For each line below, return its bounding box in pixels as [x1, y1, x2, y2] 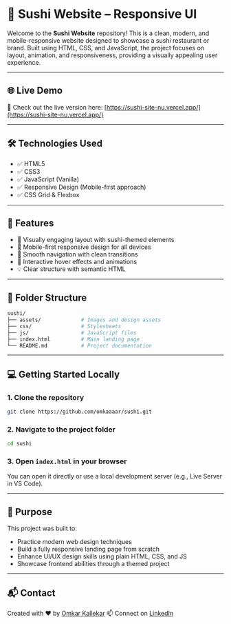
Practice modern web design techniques [16, 538, 133, 546]
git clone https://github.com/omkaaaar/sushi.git [7, 408, 153, 416]
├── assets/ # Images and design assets [7, 316, 162, 323]
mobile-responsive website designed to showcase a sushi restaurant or [7, 36, 210, 44]
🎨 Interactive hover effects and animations [16, 258, 137, 266]
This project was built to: [7, 524, 77, 533]
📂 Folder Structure [7, 292, 87, 303]
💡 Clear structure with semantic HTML [16, 265, 126, 273]
